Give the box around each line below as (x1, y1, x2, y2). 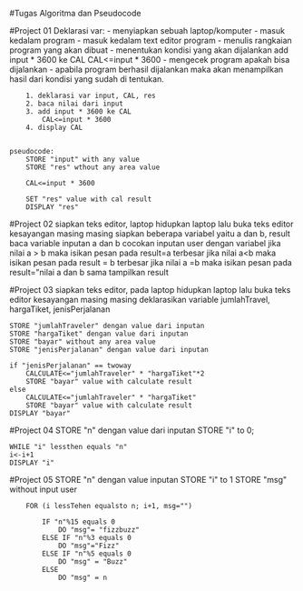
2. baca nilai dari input (25, 99, 124, 108)
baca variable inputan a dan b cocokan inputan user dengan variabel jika (9, 238, 281, 248)
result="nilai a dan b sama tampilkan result (9, 267, 170, 277)
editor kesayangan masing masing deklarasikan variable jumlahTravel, (9, 295, 270, 305)
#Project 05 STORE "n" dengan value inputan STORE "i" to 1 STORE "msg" (9, 475, 288, 485)
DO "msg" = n (57, 573, 107, 582)
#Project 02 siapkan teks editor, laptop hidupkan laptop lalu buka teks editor (9, 218, 294, 229)
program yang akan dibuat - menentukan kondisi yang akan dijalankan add (9, 45, 288, 55)
